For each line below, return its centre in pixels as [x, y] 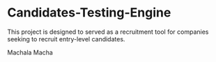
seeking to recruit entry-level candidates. [66, 39]
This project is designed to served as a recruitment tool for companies [108, 32]
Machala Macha [30, 52]
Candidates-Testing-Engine [89, 13]
